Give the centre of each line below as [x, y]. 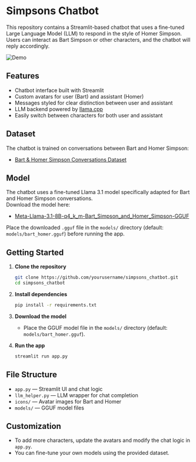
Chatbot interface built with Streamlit [59, 90]
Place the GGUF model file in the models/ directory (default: [95, 327]
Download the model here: [38, 205]
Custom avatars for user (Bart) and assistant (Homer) [79, 96]
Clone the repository [40, 267]
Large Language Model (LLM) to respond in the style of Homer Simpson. [94, 33]
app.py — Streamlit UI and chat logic [59, 389]
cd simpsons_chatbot [40, 283]
